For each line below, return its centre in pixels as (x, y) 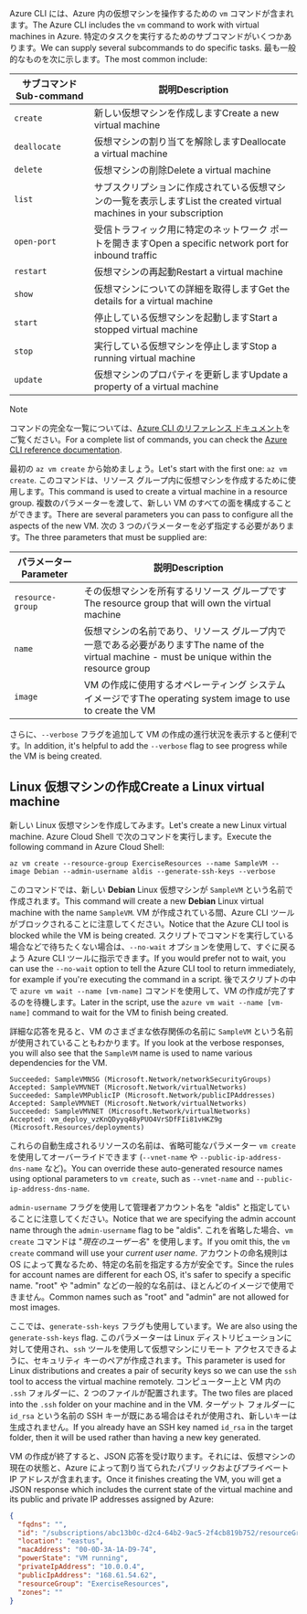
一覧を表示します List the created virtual (197, 201)
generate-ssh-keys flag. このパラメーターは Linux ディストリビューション (147, 1337)
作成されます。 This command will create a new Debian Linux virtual (137, 901)
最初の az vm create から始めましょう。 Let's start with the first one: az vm (148, 468)
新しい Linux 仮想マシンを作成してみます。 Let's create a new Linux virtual (148, 824)
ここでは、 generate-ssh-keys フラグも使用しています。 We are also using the (153, 1326)
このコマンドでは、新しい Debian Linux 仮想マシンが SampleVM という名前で (152, 889)
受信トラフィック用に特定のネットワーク (181, 229)
